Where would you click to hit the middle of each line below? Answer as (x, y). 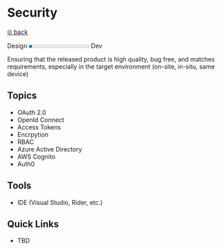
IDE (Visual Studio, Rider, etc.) (60, 202)
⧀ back (18, 32)
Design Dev (55, 46)
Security (32, 13)
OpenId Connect (40, 120)
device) (18, 73)
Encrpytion (33, 134)
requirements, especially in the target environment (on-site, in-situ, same (111, 66)
